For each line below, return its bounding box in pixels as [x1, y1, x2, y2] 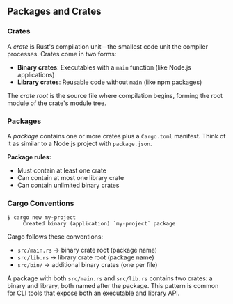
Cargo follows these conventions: [7, 232, 103, 241]
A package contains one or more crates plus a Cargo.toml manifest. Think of [7, 131, 226, 140]
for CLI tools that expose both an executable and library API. [7, 289, 180, 298]
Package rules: [7, 152, 52, 161]
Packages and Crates [7, 6, 102, 17]
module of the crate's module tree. [7, 99, 106, 107]
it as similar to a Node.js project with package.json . [7, 139, 152, 147]
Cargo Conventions [7, 198, 74, 208]
